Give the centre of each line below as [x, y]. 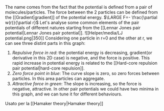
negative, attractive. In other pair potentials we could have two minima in [85, 89]
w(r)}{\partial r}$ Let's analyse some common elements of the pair [72, 22]
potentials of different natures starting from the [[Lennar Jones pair [73, 28]
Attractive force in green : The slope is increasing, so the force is [77, 84]
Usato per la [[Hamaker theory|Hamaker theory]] [54, 103]
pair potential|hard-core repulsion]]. [48, 68]
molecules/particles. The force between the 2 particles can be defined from [82, 12]
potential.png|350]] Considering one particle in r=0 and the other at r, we [79, 38]
